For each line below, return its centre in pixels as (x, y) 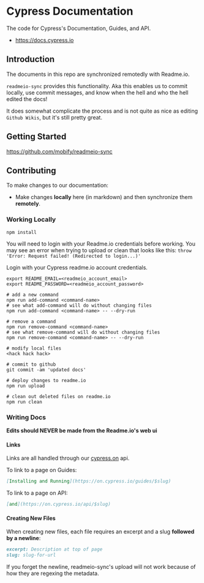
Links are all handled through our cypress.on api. (68, 458)
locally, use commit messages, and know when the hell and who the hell (97, 92)
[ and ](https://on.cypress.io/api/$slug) (59, 504)
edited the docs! (27, 99)
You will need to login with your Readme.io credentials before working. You (101, 244)
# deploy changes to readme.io (46, 380)
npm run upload (26, 386)
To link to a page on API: (37, 493)
